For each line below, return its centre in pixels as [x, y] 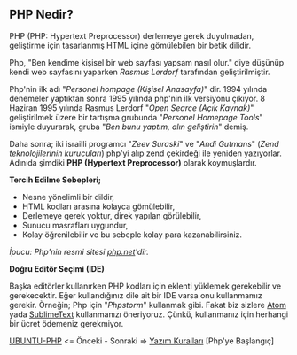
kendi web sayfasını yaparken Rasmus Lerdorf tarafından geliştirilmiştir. [140, 72]
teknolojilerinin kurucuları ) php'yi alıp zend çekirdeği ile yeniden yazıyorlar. [145, 153]
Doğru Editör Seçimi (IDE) [57, 268]
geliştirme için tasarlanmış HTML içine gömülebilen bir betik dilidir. [130, 45]
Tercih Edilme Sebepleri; [55, 180]
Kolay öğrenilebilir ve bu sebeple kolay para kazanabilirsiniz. [132, 235]
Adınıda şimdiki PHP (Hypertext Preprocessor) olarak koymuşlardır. [133, 162]
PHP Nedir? [41, 15]
